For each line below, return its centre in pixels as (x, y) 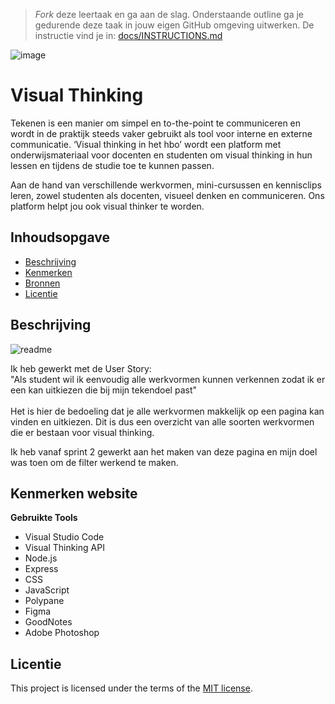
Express (41, 569)
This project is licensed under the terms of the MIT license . (131, 688)
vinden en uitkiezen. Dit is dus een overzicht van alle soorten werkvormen (162, 421)
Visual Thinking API (64, 548)
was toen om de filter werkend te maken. (94, 462)
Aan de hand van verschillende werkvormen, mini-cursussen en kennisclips (166, 185)
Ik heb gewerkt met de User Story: (81, 368)
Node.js (41, 558)
